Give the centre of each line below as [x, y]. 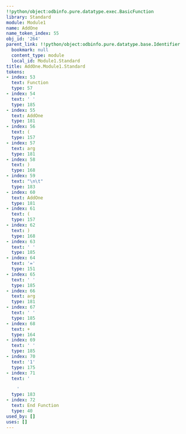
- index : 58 [21, 160]
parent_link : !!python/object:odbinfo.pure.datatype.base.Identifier [93, 45]
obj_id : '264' [24, 39]
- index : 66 [21, 291]
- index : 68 [21, 324]
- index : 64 [21, 258]
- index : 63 [21, 241]
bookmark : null [30, 50]
